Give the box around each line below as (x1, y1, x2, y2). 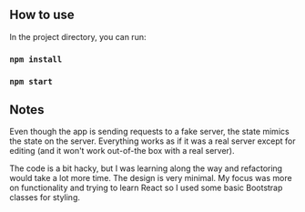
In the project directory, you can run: (9, 31, 147, 42)
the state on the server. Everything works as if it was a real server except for (9, 136, 296, 146)
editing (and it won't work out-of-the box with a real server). (9, 146, 235, 156)
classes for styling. (9, 192, 80, 203)
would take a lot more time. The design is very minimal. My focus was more (9, 173, 293, 184)
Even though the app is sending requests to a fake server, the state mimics (9, 126, 290, 137)
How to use (9, 7, 75, 23)
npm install (9, 54, 63, 65)
